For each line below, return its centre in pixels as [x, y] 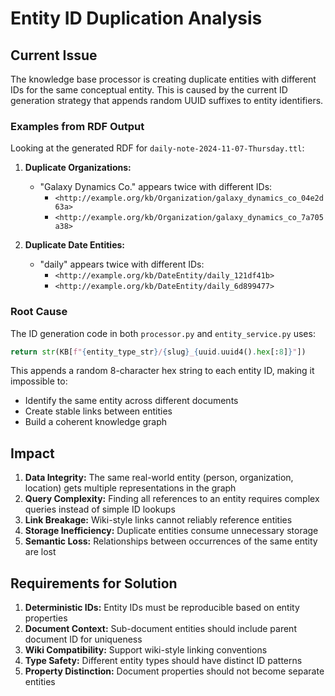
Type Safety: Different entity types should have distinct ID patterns [163, 661]
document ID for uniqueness [83, 639]
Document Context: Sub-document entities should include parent [160, 629]
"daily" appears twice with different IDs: [122, 264]
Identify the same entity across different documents [131, 401]
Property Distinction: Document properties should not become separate [174, 671]
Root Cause [39, 312]
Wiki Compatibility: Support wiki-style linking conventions [146, 650]
